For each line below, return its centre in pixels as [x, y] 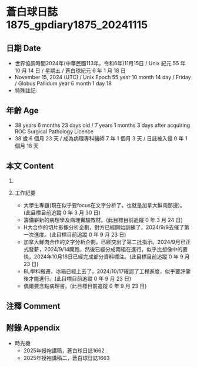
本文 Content [30, 166]
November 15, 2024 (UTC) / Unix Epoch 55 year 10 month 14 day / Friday [103, 77]
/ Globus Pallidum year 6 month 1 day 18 [63, 83]
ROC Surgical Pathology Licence [54, 131]
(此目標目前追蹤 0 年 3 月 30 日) [62, 213]
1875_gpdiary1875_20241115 [77, 25]
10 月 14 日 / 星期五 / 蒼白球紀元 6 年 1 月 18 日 [70, 70]
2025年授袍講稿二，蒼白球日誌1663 [66, 358]
